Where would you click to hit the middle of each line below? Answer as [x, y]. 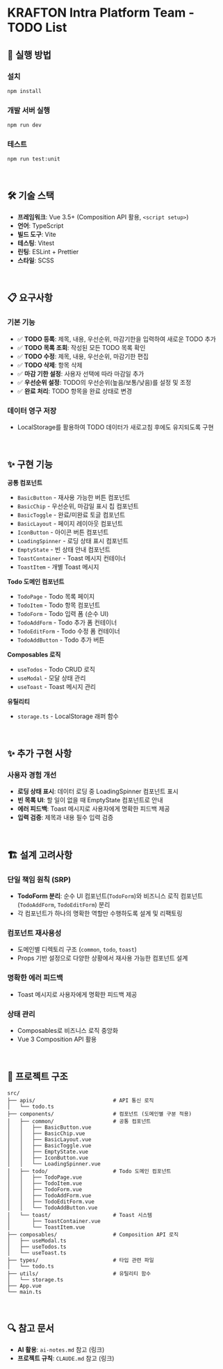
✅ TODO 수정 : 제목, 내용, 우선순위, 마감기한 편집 [83, 356]
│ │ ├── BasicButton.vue [49, 1127]
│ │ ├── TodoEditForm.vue [51, 1202]
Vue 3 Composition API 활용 [57, 1039]
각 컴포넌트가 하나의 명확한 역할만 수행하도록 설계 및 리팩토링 [100, 913]
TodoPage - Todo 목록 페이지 [56, 596]
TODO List [37, 27]
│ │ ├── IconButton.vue [48, 1158]
